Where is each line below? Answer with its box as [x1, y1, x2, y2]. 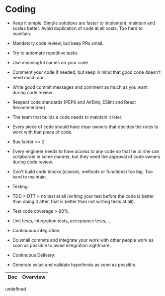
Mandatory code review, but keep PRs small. [12, 40, 103, 46]
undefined [5, 286, 26, 292]
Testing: [12, 183, 29, 189]
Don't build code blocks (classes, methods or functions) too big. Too [12, 168, 153, 174]
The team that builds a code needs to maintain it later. [12, 114, 123, 120]
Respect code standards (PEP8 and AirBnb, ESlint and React [12, 99, 136, 105]
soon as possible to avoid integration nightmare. [12, 242, 111, 248]
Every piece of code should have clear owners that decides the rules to [12, 124, 159, 130]
